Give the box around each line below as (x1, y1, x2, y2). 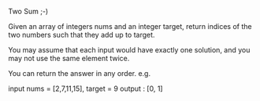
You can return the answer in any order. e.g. (8, 69, 151, 78)
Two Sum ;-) (8, 7, 49, 16)
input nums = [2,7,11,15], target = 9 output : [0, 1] (8, 84, 163, 93)
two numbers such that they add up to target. (8, 31, 155, 39)
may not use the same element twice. (8, 54, 130, 63)
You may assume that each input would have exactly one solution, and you (8, 45, 251, 54)
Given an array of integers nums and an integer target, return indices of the (8, 22, 252, 31)
